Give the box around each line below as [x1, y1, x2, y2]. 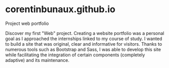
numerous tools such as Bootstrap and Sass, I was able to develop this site [5, 46, 161, 52]
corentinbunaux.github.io [5, 4, 115, 15]
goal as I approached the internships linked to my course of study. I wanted [5, 36, 162, 42]
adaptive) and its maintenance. [5, 57, 70, 63]
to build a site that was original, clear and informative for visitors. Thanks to [5, 41, 162, 47]
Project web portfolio [5, 20, 49, 26]
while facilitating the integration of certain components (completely [5, 52, 145, 58]
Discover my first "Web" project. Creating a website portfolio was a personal [5, 30, 164, 36]
